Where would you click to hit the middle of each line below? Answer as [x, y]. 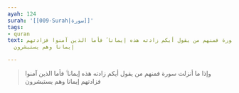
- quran [19, 34]
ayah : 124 [22, 14]
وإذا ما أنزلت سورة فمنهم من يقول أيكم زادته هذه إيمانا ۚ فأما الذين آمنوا [118, 73]
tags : [15, 27]
